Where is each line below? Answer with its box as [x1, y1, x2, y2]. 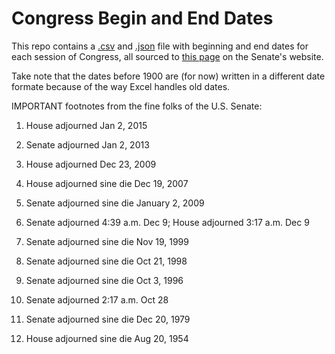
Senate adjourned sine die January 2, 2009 [25, 197, 205, 209]
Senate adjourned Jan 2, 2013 [25, 138, 150, 151]
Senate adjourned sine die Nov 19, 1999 [25, 235, 189, 247]
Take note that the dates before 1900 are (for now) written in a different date [11, 70, 326, 82]
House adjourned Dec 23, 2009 [25, 158, 157, 170]
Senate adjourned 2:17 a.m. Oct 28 [25, 293, 169, 306]
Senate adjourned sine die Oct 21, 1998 [25, 255, 188, 267]
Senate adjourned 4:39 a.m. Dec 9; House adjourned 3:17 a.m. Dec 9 [25, 216, 310, 228]
